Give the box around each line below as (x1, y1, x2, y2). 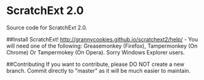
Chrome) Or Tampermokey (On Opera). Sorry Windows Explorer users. (6, 48, 185, 56)
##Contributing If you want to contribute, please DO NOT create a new (6, 60, 185, 68)
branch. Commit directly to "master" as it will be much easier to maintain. (6, 67, 191, 74)
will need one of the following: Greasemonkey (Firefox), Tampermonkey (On (6, 42, 198, 49)
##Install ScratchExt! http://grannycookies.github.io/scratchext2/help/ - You (6, 35, 198, 43)
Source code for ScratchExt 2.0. (6, 24, 88, 31)
